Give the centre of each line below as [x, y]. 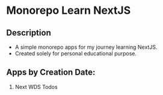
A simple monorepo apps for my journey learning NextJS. [86, 47]
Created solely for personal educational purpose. [76, 54]
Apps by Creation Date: [51, 72]
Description [29, 33]
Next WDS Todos [36, 87]
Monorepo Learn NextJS [69, 11]
